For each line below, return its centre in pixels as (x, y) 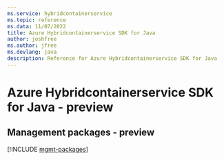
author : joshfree (32, 39)
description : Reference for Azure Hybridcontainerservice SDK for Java (112, 59)
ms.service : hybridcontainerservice (60, 13)
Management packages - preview (81, 133)
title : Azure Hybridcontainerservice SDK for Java (81, 33)
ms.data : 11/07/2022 (37, 26)
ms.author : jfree (32, 46)
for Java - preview (60, 107)
